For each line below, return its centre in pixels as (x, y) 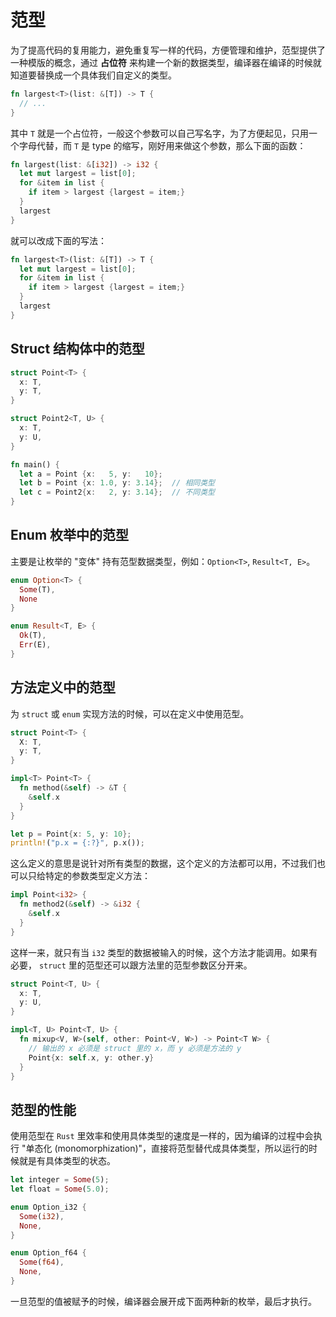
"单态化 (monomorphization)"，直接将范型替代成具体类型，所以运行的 (165, 1148)
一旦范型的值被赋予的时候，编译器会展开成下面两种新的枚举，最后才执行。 (163, 1301)
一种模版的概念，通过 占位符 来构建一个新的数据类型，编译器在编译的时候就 (166, 62)
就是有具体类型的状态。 (67, 1161)
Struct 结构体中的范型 (78, 349)
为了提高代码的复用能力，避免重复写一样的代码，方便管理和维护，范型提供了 (168, 50)
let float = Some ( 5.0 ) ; (60, 1189)
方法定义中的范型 (63, 687)
